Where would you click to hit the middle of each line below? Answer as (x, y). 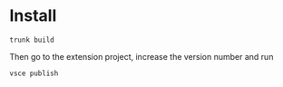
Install (33, 16)
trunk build (32, 40)
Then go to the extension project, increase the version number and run (141, 56)
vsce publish (34, 73)
